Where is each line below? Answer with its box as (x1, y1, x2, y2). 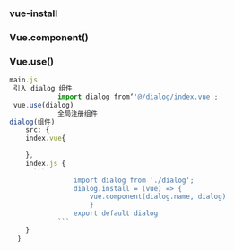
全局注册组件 (56, 108, 99, 118)
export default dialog (73, 209, 159, 218)
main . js (9, 75, 39, 85)
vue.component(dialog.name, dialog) (89, 192, 227, 202)
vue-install (9, 7, 58, 20)
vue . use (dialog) (13, 100, 74, 109)
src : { (25, 125, 50, 134)
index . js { (25, 159, 66, 168)
